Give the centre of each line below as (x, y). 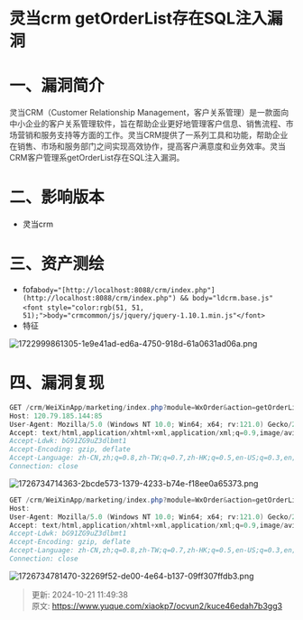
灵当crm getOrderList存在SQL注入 (138, 19)
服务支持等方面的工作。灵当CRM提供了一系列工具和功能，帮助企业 (164, 135)
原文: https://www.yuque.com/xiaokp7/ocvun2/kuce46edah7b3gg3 (156, 606)
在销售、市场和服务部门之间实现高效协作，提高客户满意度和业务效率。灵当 (147, 146)
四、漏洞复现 (57, 383)
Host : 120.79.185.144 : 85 (56, 416)
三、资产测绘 (57, 264)
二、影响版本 (57, 197)
